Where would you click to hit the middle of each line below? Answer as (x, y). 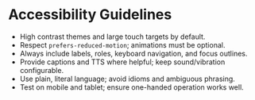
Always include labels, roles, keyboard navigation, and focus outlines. (133, 53)
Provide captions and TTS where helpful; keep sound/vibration (122, 62)
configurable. (42, 70)
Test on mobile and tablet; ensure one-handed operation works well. (131, 87)
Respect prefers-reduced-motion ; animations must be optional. (122, 44)
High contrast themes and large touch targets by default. (112, 37)
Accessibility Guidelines (90, 15)
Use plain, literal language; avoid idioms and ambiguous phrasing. (127, 79)
